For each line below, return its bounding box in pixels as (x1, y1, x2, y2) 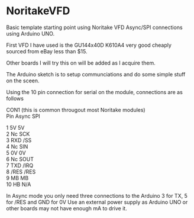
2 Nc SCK (6, 130, 30, 137)
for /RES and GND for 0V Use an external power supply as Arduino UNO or (6, 198, 188, 206)
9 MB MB (6, 174, 29, 181)
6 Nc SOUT (6, 155, 34, 162)
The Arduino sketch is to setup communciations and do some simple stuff (6, 70, 186, 78)
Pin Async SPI (6, 113, 40, 120)
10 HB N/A (6, 181, 31, 188)
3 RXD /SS (6, 136, 32, 143)
